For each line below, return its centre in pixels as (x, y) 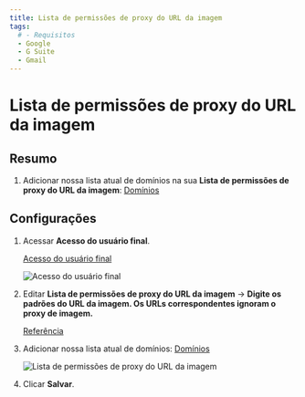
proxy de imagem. (58, 313)
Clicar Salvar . (48, 383)
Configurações (53, 219)
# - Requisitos (47, 35)
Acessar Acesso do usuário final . (86, 240)
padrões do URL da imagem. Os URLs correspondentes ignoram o (149, 303)
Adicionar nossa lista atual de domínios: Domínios (116, 349)
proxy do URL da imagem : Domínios (91, 190)
